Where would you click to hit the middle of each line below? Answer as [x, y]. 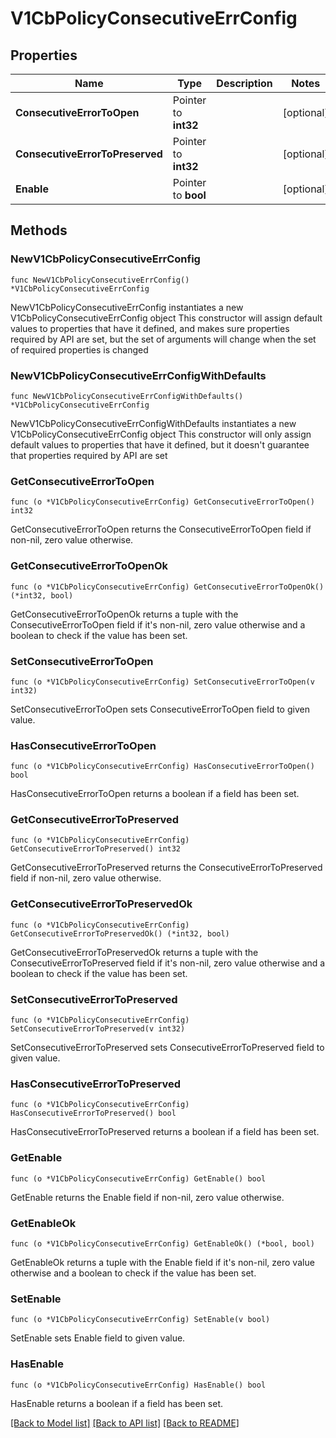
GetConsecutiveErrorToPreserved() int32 [96, 849]
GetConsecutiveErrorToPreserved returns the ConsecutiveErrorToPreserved [166, 868]
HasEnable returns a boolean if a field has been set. [117, 1403]
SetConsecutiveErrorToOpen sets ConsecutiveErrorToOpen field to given [160, 709]
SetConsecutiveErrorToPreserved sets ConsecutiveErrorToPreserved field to [167, 1048]
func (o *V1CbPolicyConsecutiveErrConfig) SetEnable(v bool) [140, 1320]
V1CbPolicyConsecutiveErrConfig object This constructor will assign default [166, 318]
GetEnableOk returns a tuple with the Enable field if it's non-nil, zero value [162, 1262]
